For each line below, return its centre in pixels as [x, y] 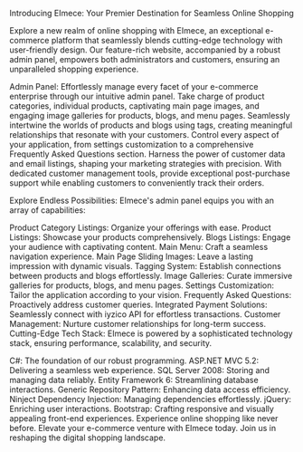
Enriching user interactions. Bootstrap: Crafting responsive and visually [142, 409]
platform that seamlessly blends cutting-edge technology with [167, 40]
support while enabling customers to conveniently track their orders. [137, 183]
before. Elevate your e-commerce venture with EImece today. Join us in [143, 428]
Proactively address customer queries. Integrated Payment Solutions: [139, 304]
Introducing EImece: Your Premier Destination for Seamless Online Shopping [151, 13]
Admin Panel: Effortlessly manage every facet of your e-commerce [134, 87]
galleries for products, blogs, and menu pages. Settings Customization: [142, 285]
